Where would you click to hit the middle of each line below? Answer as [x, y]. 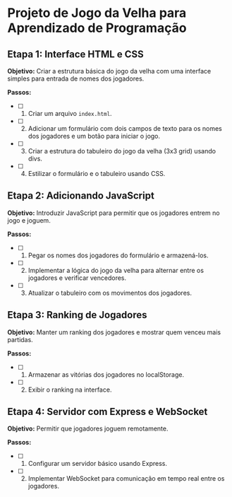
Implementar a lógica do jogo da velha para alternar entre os [116, 270]
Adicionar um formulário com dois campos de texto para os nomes [125, 128]
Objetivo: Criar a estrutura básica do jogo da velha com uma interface [109, 71]
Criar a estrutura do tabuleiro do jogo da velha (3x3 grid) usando [122, 151]
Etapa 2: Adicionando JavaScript [81, 196]
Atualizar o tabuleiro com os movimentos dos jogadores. [110, 293]
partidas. [20, 339]
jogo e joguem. [29, 220]
